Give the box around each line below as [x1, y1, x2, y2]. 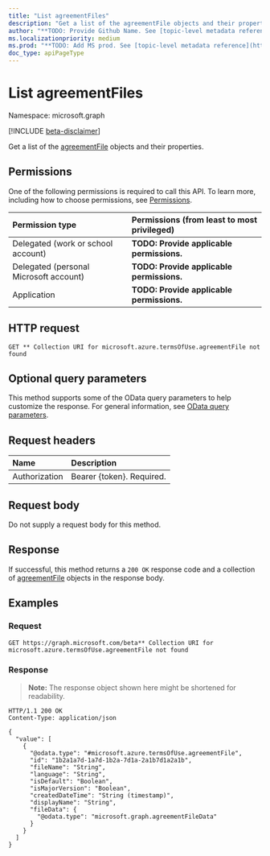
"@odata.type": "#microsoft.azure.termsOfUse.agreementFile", [29, 749, 243, 757]
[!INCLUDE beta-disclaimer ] [8, 126, 100, 135]
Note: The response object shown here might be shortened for [27, 682, 237, 693]
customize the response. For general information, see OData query [8, 402, 230, 411]
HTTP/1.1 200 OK [8, 706, 63, 715]
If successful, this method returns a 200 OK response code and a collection [8, 564, 256, 574]
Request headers [8, 433, 96, 447]
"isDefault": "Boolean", [29, 777, 113, 785]
